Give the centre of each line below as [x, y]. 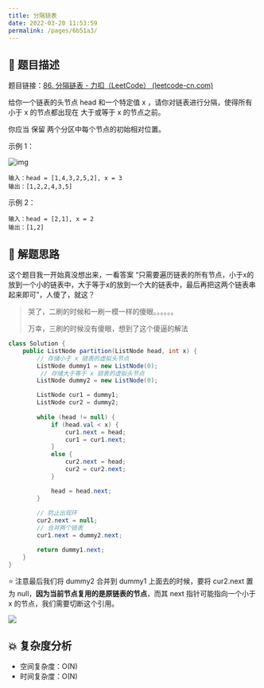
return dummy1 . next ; [71, 550]
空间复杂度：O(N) [49, 666]
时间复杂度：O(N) [49, 676]
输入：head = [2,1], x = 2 [51, 219]
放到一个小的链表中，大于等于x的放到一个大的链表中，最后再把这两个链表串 [132, 285]
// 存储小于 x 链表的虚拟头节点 [83, 358]
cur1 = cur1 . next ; [95, 439]
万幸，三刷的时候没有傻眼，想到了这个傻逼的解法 [108, 328]
